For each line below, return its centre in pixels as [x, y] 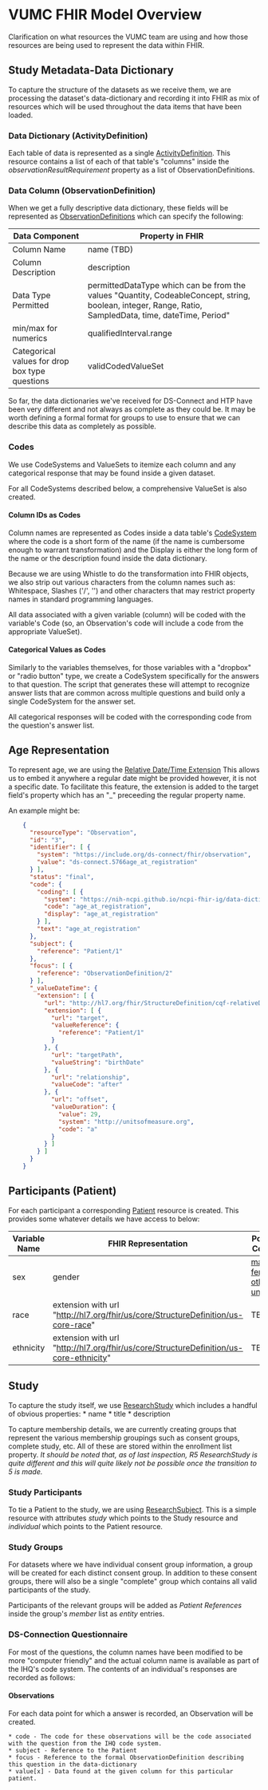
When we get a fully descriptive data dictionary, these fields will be [118, 208]
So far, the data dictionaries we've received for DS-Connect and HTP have [130, 401]
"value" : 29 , [80, 1114]
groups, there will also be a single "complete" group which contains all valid [133, 1582]
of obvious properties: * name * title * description [89, 1413]
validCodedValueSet [126, 366]
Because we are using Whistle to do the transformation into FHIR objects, [128, 574]
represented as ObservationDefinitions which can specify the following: [126, 216]
